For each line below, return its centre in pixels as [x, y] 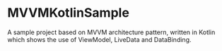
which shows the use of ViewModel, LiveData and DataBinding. [99, 39]
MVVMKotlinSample [68, 13]
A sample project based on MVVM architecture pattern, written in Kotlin [111, 32]
